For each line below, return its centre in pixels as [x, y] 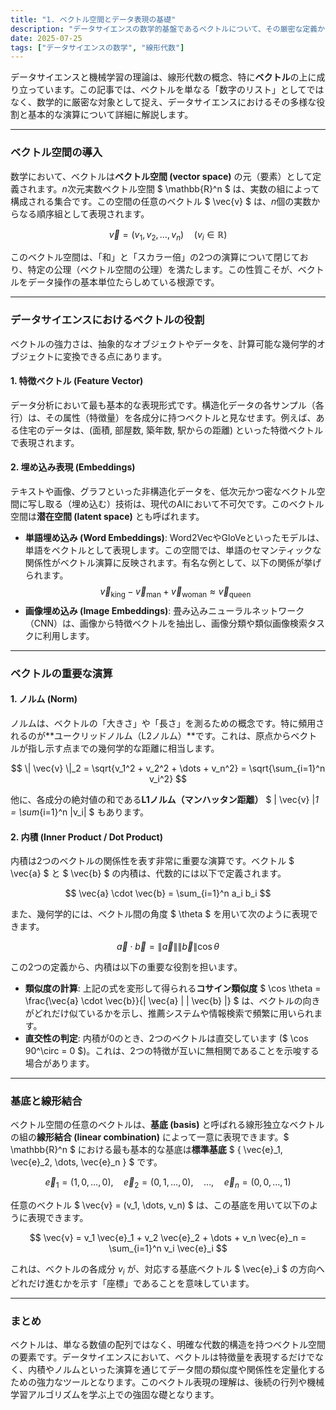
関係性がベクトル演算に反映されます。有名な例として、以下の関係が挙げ [173, 563]
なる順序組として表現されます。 [84, 213]
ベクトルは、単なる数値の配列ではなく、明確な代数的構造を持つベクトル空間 [168, 1345]
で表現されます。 [45, 442]
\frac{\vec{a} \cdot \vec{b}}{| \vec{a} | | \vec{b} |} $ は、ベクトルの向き [172, 1001]
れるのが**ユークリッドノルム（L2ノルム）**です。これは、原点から [151, 735]
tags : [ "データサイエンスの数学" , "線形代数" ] [97, 47]
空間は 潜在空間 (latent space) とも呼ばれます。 [107, 517]
